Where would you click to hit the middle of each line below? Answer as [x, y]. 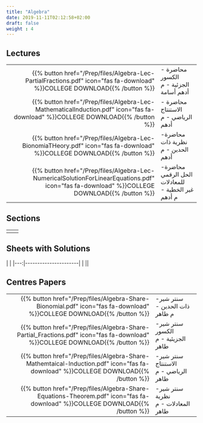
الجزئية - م [175, 85]
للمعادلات [173, 182]
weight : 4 [20, 29]
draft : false [23, 23]
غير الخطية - [177, 190]
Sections [23, 218]
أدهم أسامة [175, 92]
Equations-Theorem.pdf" [73, 396]
